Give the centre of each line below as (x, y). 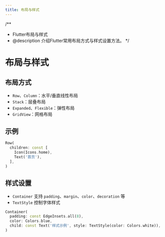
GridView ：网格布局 (32, 114)
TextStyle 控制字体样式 (36, 202)
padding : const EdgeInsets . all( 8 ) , (47, 217)
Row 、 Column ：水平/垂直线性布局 (45, 95)
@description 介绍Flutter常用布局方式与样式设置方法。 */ (71, 40)
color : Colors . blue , (31, 221)
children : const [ (29, 148)
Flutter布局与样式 (30, 34)
